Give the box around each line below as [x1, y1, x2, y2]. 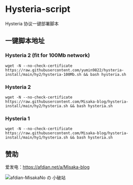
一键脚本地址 [5, 36, 45, 45]
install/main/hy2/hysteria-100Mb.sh [5, 72, 81, 77]
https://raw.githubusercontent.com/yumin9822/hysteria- [5, 67, 124, 73]
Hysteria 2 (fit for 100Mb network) [5, 52, 90, 59]
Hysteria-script [5, 3, 71, 15]
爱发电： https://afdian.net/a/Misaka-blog [5, 164, 90, 170]
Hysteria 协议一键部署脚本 [5, 20, 59, 26]
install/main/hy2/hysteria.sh [5, 103, 68, 108]
